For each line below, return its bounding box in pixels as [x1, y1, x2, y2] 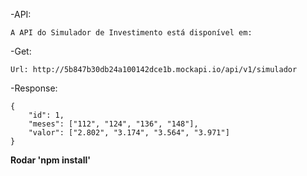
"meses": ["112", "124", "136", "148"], [28, 119, 199, 129]
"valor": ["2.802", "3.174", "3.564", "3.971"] [28, 128, 230, 138]
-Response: [10, 82, 58, 94]
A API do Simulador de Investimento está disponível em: [10, 28, 253, 38]
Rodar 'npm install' [10, 154, 91, 166]
